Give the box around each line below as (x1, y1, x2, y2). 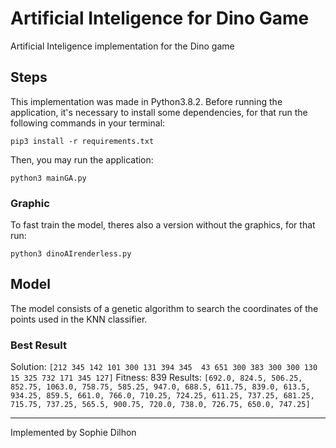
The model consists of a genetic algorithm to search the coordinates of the (10, 302, 319, 314)
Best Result (10, 338, 67, 352)
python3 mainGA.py (10, 173, 87, 183)
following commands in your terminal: (10, 117, 166, 129)
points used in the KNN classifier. (10, 313, 148, 325)
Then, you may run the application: (10, 153, 154, 166)
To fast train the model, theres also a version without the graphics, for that (10, 219, 316, 231)
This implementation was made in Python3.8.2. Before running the (10, 95, 283, 107)
